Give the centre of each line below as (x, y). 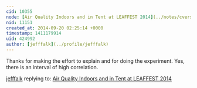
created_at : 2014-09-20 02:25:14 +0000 (55, 28)
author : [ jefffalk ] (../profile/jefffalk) (57, 45)
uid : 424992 (21, 39)
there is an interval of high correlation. (52, 67)
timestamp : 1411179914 (34, 33)
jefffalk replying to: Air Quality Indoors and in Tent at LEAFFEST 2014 (89, 78)
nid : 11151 (19, 22)
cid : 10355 (19, 11)
